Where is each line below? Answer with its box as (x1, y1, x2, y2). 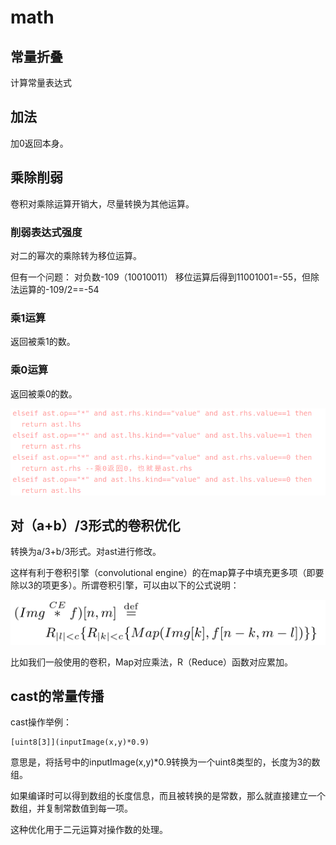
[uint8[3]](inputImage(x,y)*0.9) (10, 737, 150, 748)
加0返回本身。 (10, 137, 69, 149)
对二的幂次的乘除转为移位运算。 (10, 249, 142, 261)
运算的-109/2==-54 (18, 283, 100, 295)
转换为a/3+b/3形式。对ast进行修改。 (10, 546, 162, 558)
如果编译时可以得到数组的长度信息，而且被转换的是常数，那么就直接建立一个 (10, 790, 326, 802)
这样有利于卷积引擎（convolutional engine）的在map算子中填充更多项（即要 (10, 567, 325, 579)
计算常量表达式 (10, 77, 72, 88)
